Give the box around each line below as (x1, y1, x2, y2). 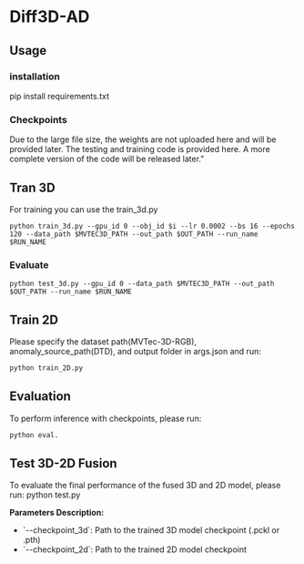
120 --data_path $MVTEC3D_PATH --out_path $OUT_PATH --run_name (9, 230, 258, 239)
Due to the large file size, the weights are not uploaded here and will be (9, 134, 277, 145)
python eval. (9, 430, 59, 439)
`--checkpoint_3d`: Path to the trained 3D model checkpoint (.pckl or (22, 525, 280, 536)
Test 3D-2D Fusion (9, 456, 117, 471)
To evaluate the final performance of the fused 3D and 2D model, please (9, 480, 281, 491)
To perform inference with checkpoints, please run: (9, 413, 202, 424)
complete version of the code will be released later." (9, 153, 205, 165)
